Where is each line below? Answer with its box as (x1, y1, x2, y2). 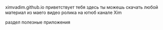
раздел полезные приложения (5, 19, 71, 25)
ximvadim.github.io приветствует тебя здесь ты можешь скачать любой (5, 4, 158, 10)
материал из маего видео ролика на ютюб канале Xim (5, 9, 122, 15)
